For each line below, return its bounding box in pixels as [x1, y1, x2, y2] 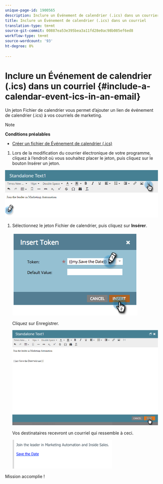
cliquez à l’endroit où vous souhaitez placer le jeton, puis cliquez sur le [12, 155, 153, 161]
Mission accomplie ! [5, 473, 45, 479]
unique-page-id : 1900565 [5, 8, 55, 13]
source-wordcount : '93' [5, 39, 53, 44]
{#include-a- [97, 81, 151, 92]
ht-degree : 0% [5, 44, 34, 49]
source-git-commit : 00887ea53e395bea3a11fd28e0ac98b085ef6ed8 [5, 28, 133, 34]
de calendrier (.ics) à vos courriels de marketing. [5, 112, 102, 118]
